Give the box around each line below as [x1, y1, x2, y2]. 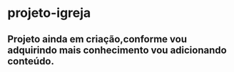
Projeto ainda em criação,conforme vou [7, 33, 188, 45]
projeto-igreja [7, 5, 91, 21]
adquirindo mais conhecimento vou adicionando [7, 44, 227, 56]
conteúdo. [7, 55, 55, 67]
